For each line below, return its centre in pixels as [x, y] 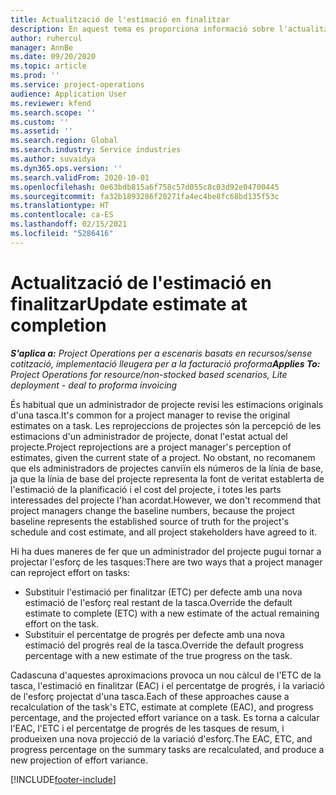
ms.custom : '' [40, 122]
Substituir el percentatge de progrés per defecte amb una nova [154, 634]
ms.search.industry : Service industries [96, 150]
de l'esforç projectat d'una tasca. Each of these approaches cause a [150, 696]
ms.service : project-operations [77, 85]
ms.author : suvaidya [53, 159]
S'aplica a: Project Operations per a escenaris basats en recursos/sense [161, 353]
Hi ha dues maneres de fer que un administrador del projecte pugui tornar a [166, 551]
